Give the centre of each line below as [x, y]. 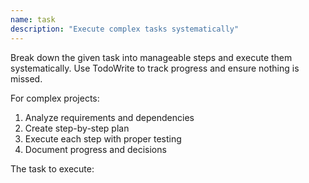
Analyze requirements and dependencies [109, 117]
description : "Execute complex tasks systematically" [125, 29]
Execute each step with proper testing [103, 138]
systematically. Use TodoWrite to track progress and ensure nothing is [155, 68]
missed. [26, 78]
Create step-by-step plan [77, 128]
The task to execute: [52, 168]
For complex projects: [55, 98]
